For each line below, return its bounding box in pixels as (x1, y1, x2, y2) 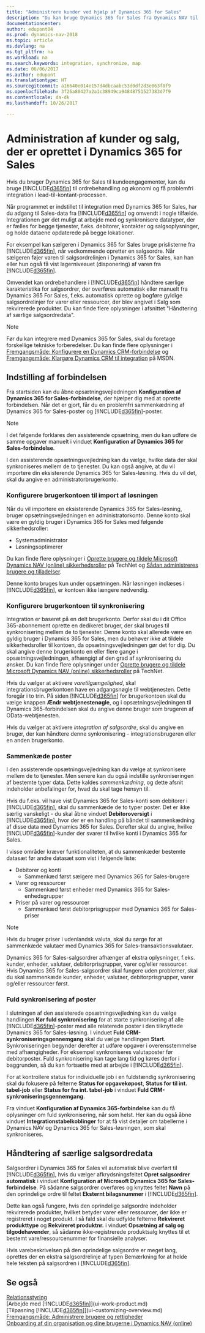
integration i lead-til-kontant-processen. (6, 191, 108, 198)
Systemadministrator (15, 536, 68, 543)
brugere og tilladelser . (6, 567, 62, 575)
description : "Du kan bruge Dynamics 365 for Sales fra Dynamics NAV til (6, 15, 199, 21)
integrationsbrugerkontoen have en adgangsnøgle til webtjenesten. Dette (6, 685, 191, 693)
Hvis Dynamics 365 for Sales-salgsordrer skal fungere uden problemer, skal (6, 967, 198, 974)
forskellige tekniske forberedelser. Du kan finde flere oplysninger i (6, 341, 173, 349)
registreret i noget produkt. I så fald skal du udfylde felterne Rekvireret (6, 1215, 185, 1223)
